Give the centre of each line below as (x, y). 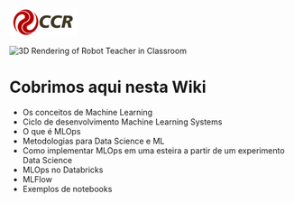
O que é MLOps (51, 131)
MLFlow (37, 179)
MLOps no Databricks (63, 170)
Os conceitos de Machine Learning (87, 112)
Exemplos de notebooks (67, 189)
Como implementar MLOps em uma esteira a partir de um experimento (154, 150)
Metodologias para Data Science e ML (93, 141)
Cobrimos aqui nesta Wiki (108, 87)
